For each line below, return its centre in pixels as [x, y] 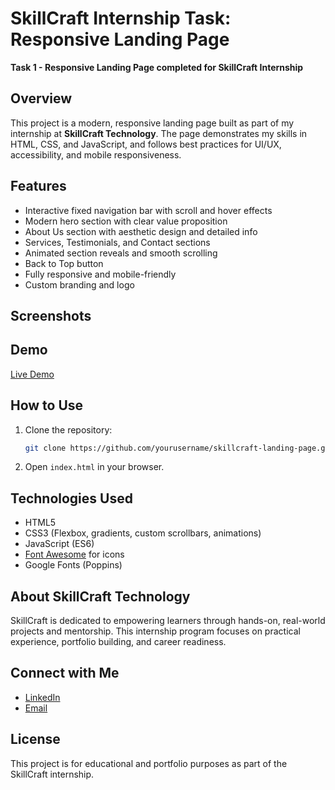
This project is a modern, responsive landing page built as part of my [152, 123]
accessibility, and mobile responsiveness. [96, 154]
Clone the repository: [68, 429]
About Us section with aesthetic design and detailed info [141, 231]
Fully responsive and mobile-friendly [100, 274]
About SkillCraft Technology [100, 596]
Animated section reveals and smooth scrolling [121, 253]
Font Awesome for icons [74, 554]
